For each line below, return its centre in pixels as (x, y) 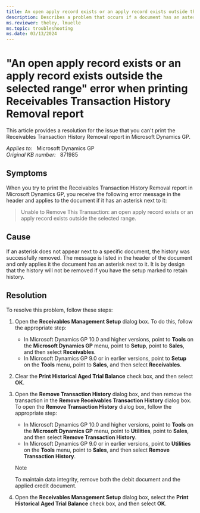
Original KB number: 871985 (42, 155)
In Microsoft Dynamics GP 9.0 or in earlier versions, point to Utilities (107, 443)
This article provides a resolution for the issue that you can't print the (91, 130)
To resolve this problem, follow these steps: (60, 310)
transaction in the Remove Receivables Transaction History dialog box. (103, 400)
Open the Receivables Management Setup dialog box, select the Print (101, 497)
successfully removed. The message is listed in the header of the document (99, 257)
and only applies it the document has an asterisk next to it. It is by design (96, 264)
